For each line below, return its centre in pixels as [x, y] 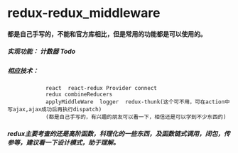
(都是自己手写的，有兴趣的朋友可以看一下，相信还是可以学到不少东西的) [136, 117]
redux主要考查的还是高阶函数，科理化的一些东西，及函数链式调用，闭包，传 [119, 133]
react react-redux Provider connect [101, 89]
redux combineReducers [79, 95]
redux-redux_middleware [84, 13]
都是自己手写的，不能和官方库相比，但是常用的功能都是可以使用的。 [107, 34]
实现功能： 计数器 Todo [42, 52]
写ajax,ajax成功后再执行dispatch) [55, 110]
